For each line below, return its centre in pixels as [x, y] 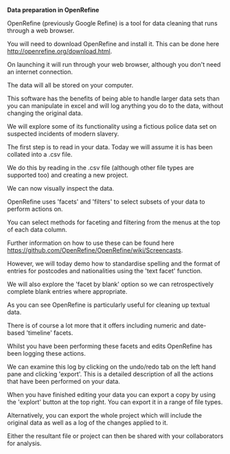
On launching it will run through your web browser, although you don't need [114, 64]
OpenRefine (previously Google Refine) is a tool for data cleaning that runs [112, 23]
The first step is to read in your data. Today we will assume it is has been [110, 147]
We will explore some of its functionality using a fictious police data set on [112, 126]
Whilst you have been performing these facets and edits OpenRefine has [110, 346]
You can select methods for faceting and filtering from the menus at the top [114, 222]
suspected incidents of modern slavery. [63, 134]
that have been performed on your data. [64, 381]
